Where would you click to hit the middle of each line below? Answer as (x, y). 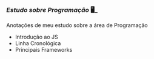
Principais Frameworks (44, 50)
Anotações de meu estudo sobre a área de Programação (77, 25)
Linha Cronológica (38, 43)
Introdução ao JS (37, 37)
